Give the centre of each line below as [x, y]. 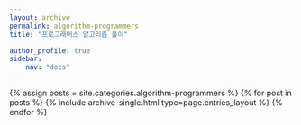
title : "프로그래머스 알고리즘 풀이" [69, 34]
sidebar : [26, 59]
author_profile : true [50, 50]
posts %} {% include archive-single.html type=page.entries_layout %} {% [146, 103]
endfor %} [28, 112]
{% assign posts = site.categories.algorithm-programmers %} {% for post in [151, 93]
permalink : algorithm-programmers [74, 26]
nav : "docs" [48, 67]
